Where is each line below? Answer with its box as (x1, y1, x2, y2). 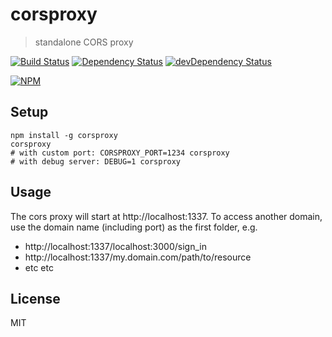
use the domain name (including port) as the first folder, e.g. (10, 221, 258, 233)
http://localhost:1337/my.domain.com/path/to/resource (24, 251, 252, 263)
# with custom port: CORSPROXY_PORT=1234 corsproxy (10, 148, 230, 158)
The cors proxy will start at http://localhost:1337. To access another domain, (10, 210, 323, 222)
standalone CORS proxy (34, 36, 134, 48)
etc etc (24, 261, 54, 273)
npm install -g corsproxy (10, 130, 118, 140)
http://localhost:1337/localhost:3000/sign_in (24, 240, 207, 252)
